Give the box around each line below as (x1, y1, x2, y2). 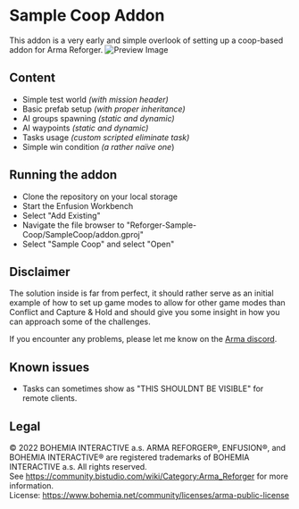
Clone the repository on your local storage (21, 191, 179, 202)
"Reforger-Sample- (126, 220, 197, 230)
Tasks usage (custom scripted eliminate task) (21, 131, 190, 143)
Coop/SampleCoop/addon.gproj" (21, 229, 145, 239)
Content (9, 71, 56, 86)
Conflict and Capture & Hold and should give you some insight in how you (9, 307, 280, 318)
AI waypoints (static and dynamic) (21, 122, 149, 133)
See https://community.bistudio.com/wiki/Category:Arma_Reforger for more (9, 471, 288, 481)
